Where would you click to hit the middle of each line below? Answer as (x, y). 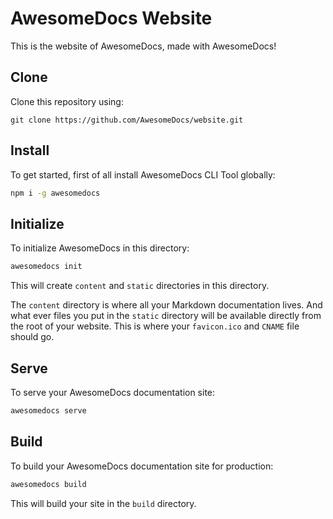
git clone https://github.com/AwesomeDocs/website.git (127, 120)
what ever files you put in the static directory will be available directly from (166, 316)
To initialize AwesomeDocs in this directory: (100, 248)
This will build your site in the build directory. (103, 503)
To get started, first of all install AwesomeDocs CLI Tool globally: (143, 174)
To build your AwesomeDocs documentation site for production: (142, 466)
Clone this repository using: (67, 101)
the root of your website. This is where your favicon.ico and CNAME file (155, 326)
